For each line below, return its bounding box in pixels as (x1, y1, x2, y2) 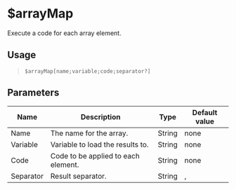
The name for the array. (50, 128, 129, 138)
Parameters (7, 87, 60, 99)
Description (80, 111, 121, 121)
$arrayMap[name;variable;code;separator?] (24, 67, 151, 75)
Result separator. (50, 171, 107, 181)
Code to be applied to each (50, 151, 140, 161)
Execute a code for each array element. (7, 29, 122, 37)
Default (192, 107, 218, 117)
